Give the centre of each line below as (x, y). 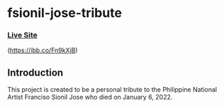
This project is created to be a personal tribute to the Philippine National (112, 90)
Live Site (22, 35)
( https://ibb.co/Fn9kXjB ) (43, 50)
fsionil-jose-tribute (65, 13)
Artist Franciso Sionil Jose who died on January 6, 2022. (90, 97)
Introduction (35, 72)
